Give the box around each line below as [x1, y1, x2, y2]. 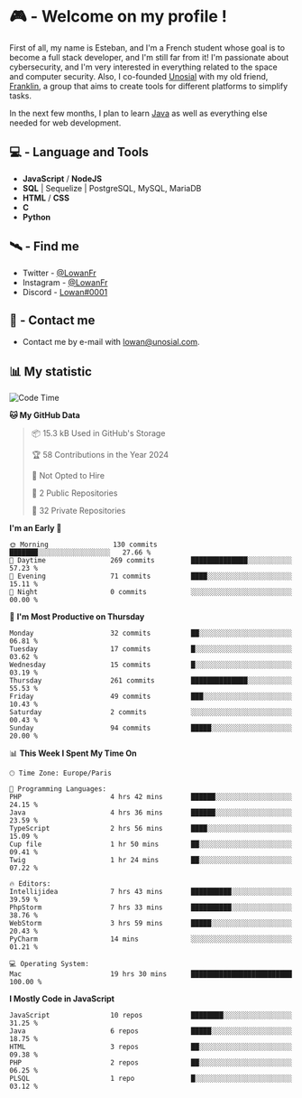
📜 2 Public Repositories [31, 488, 118, 498]
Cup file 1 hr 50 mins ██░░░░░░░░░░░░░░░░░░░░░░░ [9, 840, 293, 849]
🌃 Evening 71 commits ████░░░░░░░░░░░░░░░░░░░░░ [9, 572, 293, 582]
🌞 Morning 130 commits [9, 540, 158, 550]
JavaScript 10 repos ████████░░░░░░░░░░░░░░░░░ [9, 1011, 293, 1020]
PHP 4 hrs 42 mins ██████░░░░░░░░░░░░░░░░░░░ [9, 793, 293, 802]
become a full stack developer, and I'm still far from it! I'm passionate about [9, 51, 289, 62]
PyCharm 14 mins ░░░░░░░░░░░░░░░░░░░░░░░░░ [9, 935, 293, 944]
